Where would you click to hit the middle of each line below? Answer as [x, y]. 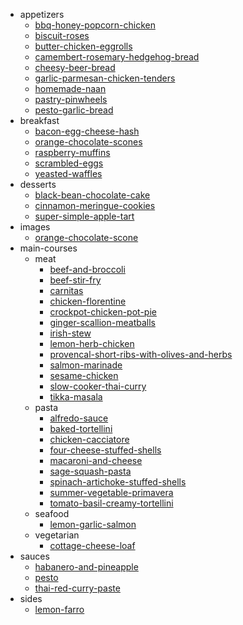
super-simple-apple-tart [84, 216]
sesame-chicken [84, 375]
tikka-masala [76, 397]
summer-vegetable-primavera [111, 492]
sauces [34, 556]
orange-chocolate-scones [88, 142]
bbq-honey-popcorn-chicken [95, 25]
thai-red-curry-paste [77, 588]
